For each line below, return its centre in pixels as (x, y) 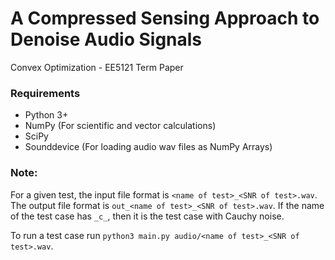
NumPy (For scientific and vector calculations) (120, 126)
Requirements (45, 93)
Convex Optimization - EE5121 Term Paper (97, 67)
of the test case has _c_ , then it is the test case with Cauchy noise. (147, 216)
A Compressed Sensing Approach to (165, 18)
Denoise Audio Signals (106, 39)
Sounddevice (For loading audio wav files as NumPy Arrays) (148, 147)
